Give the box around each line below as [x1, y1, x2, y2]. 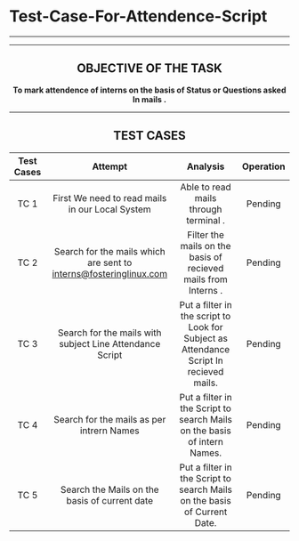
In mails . [132, 93, 167, 104]
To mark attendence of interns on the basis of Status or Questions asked [12, 85, 287, 95]
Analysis [186, 160, 225, 173]
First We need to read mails [53, 191, 167, 204]
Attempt [92, 160, 127, 173]
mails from [183, 273, 229, 286]
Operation [241, 160, 286, 173]
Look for [188, 320, 224, 333]
